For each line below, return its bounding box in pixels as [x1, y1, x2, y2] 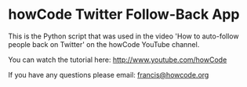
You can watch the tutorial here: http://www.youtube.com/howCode [8, 55, 227, 64]
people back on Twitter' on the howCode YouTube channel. [8, 39, 200, 49]
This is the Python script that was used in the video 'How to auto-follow [8, 31, 239, 41]
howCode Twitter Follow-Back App [8, 5, 240, 24]
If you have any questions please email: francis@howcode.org [8, 70, 209, 79]
